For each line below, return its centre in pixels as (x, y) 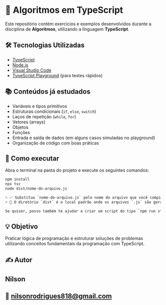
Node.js (20, 65)
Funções (21, 132)
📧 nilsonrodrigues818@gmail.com (59, 296)
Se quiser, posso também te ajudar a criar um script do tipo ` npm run (80, 211)
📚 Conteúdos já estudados (48, 92)
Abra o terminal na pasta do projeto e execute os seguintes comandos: (77, 170)
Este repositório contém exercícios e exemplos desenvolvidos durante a (78, 24)
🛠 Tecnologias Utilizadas (45, 45)
